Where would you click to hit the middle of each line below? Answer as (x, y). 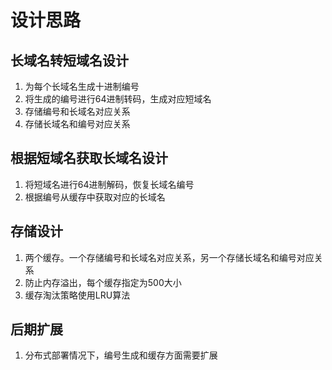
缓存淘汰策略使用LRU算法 (77, 295)
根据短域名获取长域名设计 (89, 158)
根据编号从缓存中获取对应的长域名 (95, 197)
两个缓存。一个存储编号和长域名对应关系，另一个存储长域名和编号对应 (169, 257)
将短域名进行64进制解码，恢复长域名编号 (109, 184)
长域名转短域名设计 (69, 60)
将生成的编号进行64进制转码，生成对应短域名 (118, 99)
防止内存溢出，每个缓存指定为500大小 (103, 282)
